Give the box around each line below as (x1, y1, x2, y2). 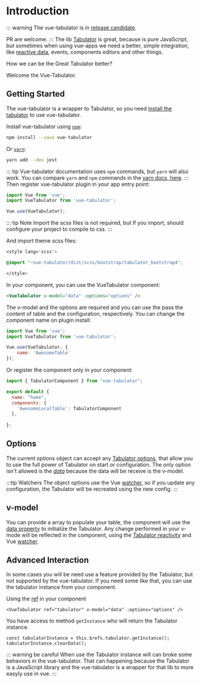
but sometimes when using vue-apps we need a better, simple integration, (6, 42, 190, 49)
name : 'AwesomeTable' (17, 350, 71, 356)
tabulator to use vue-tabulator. (6, 111, 81, 118)
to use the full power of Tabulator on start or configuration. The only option (6, 461, 191, 468)
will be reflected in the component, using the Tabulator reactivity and (22, 531, 191, 539)
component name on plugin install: (6, 316, 92, 324)
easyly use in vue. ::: (6, 670, 57, 678)
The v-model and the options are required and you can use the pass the (6, 304, 184, 311)
